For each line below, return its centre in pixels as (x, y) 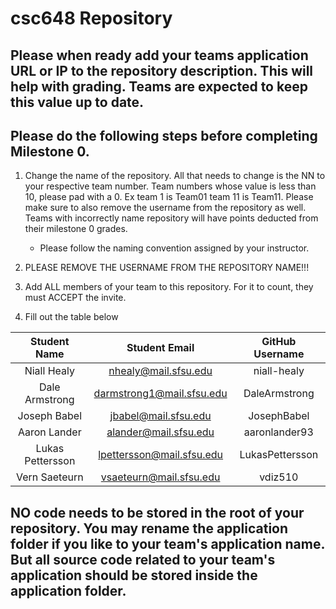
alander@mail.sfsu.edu (160, 432)
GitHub (279, 342)
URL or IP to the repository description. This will (162, 70)
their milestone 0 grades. (76, 229)
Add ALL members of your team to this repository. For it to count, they (169, 287)
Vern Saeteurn (49, 477)
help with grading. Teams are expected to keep (159, 86)
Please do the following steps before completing (164, 135)
